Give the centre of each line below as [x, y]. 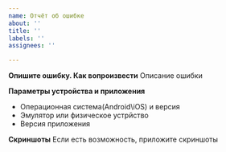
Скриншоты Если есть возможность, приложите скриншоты [113, 140]
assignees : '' [32, 46]
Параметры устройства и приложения [77, 91]
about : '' [25, 23]
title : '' [25, 31]
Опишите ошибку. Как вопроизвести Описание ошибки [105, 76]
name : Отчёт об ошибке [46, 16]
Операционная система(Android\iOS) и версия [100, 107]
